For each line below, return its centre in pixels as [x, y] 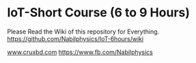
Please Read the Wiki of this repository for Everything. [83, 32]
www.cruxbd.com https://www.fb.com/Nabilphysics [80, 52]
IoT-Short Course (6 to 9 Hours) [98, 13]
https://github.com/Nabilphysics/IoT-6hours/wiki [75, 38]
